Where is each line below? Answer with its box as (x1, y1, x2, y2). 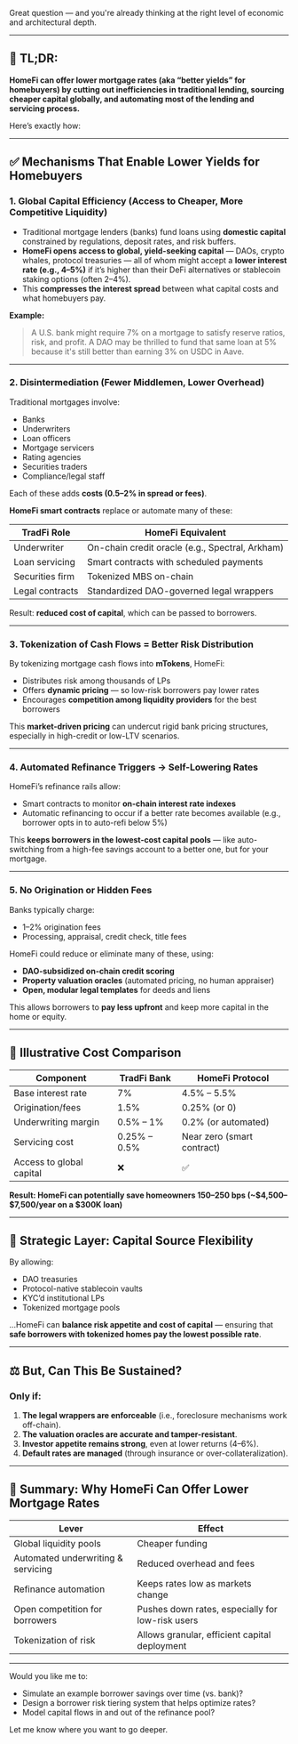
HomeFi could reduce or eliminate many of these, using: (9, 948, 215, 959)
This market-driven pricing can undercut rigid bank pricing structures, (9, 721, 269, 732)
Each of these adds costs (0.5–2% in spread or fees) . (9, 488, 207, 498)
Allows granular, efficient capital (137, 1628, 271, 1641)
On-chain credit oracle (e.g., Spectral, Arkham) (87, 541, 285, 553)
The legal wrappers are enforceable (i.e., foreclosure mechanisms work (21, 1410, 287, 1420)
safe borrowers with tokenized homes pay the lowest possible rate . (9, 1329, 262, 1340)
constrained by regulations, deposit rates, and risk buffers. (21, 236, 237, 246)
